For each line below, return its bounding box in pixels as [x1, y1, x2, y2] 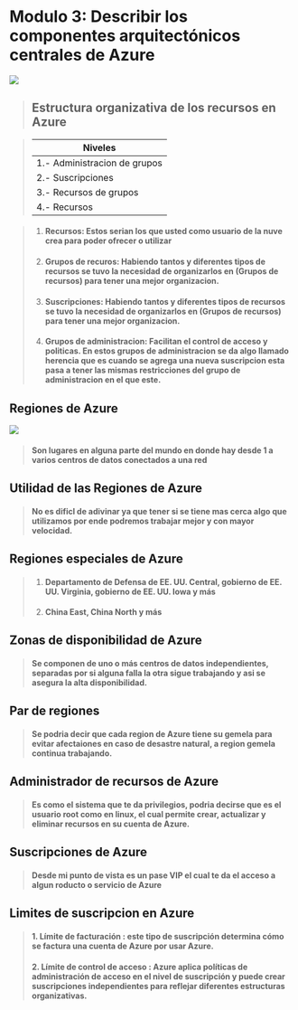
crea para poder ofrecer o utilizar [44, 235, 172, 246]
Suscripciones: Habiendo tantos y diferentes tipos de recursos [44, 296, 286, 307]
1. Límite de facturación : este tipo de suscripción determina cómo [31, 931, 284, 942]
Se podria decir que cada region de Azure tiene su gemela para [31, 729, 273, 740]
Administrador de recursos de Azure [9, 774, 219, 789]
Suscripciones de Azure [9, 845, 147, 860]
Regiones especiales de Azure [9, 551, 183, 566]
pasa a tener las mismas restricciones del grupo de [44, 364, 241, 376]
